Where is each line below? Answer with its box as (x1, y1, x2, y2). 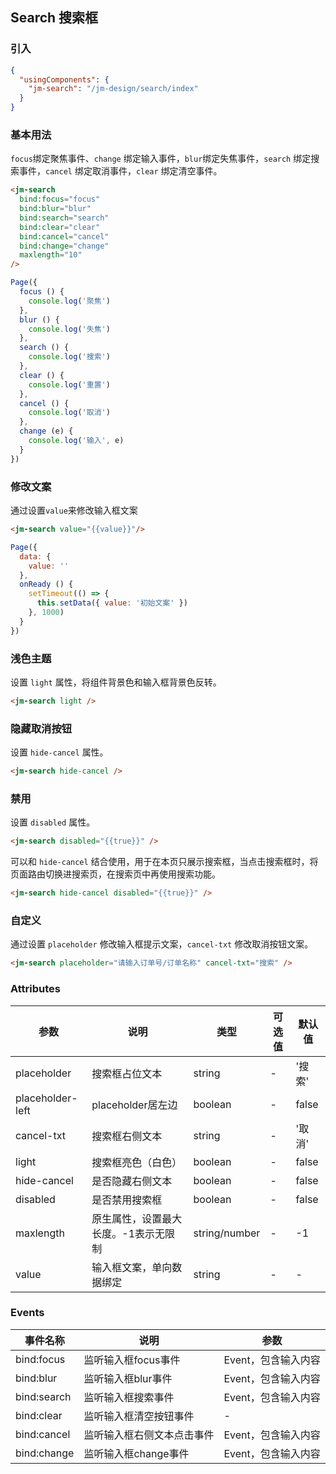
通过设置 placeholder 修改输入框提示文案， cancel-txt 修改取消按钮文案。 (10, 938, 314, 950)
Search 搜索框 (10, 9, 99, 27)
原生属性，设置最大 (91, 1211, 183, 1225)
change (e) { (19, 426, 74, 437)
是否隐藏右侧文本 (91, 1174, 173, 1188)
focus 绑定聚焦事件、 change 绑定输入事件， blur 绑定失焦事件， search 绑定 (10, 153, 312, 165)
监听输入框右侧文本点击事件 (83, 1428, 215, 1442)
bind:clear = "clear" (19, 222, 101, 232)
